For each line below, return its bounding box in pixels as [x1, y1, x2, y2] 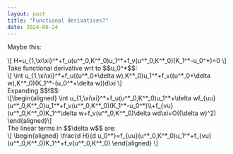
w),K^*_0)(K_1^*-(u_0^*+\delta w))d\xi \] [7, 79, 122, 88]
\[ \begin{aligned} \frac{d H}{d [7, 131, 97, 140]
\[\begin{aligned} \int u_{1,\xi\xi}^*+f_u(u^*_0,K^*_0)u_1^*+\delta [7, 94, 192, 102]
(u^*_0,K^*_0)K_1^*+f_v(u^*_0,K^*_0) [7, 139, 111, 148]
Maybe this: [7, 43, 42, 52]
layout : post [7, 10, 46, 18]
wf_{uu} [193, 94, 216, 102]
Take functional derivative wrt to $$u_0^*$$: [7, 64, 138, 73]
